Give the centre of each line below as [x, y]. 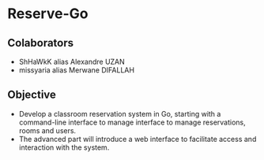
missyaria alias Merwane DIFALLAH [77, 70]
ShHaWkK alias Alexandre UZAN [72, 61]
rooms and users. [47, 130]
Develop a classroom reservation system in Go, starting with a [120, 113]
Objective [32, 95]
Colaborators [41, 43]
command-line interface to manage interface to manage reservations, [132, 122]
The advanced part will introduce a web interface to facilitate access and [138, 139]
